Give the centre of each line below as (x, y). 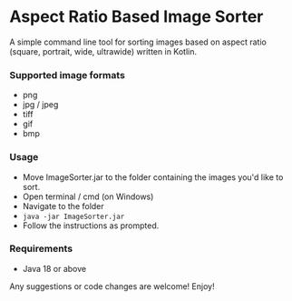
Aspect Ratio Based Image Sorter (136, 17)
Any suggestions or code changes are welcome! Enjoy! (112, 286)
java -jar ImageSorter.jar (73, 216)
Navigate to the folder (63, 206)
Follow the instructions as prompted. (91, 226)
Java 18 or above (54, 268)
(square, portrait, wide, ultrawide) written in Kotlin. (103, 51)
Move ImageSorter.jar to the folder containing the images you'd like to (153, 177)
